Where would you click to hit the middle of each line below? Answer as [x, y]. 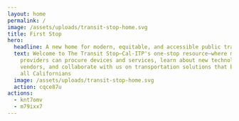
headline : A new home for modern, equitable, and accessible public [117, 47]
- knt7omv [28, 100]
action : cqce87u [38, 87]
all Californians [46, 73]
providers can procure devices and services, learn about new [114, 60]
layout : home [27, 14]
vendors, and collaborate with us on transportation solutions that [124, 67]
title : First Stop [34, 34]
